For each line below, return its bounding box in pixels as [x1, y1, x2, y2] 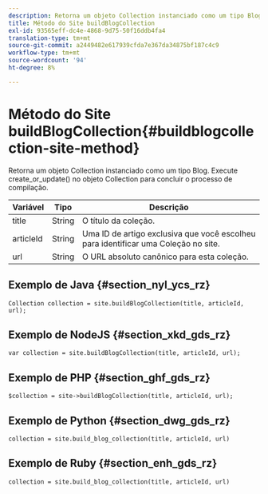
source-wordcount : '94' [8, 57, 88, 65]
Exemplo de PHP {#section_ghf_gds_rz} [8, 371, 211, 384]
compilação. [8, 182, 49, 192]
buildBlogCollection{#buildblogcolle [8, 122, 254, 140]
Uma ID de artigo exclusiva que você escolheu [82, 228, 256, 239]
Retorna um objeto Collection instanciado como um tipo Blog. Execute [8, 165, 238, 175]
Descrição [148, 201, 189, 213]
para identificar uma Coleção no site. [82, 237, 221, 249]
